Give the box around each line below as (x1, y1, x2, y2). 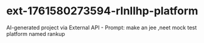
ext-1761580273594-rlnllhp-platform (6, 4, 199, 18)
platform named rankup (6, 30, 65, 37)
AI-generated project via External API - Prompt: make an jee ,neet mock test (6, 24, 197, 31)
